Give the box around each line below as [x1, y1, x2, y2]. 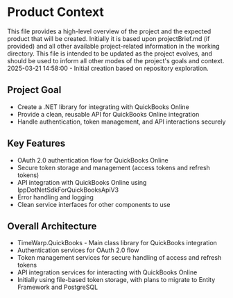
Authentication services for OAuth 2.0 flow [17, 246, 139, 254]
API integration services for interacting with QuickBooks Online [17, 268, 198, 276]
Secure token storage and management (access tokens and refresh [17, 163, 210, 172]
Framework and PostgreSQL [17, 283, 98, 292]
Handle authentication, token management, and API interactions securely [17, 117, 226, 126]
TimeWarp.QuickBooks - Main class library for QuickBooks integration [17, 239, 217, 247]
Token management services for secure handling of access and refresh [17, 254, 222, 262]
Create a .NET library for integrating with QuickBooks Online [17, 102, 189, 111]
